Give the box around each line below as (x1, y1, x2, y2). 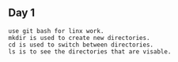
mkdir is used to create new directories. (8, 34, 150, 42)
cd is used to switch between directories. (8, 41, 154, 49)
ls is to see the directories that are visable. (8, 47, 172, 56)
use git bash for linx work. (8, 27, 104, 35)
